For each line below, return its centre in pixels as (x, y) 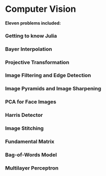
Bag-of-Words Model (31, 155)
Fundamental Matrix (30, 141)
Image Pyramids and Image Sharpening (53, 89)
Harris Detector (24, 115)
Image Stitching (24, 128)
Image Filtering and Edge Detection (48, 75)
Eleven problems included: (33, 23)
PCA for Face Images (31, 102)
